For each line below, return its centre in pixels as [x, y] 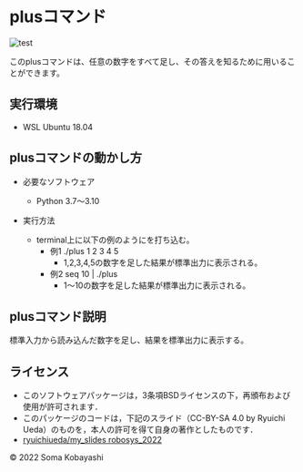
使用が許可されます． [62, 407]
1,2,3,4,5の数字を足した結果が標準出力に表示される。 [163, 262]
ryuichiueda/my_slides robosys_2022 [92, 440]
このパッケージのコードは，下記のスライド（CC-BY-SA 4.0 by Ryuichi [154, 418]
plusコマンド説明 [58, 317]
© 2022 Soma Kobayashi [56, 457]
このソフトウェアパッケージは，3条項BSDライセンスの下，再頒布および [157, 395]
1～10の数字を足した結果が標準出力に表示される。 [157, 285]
